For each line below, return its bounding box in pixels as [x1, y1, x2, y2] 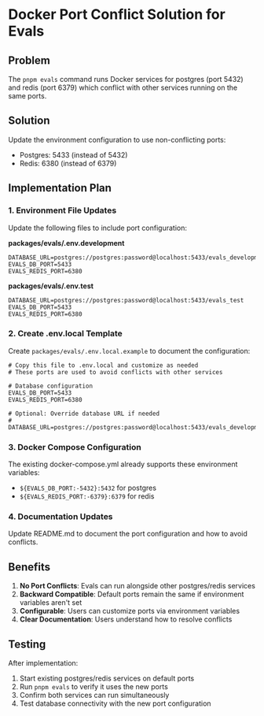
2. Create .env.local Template [8, 328, 123, 339]
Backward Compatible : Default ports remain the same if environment [19, 589, 244, 599]
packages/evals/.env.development [8, 238, 125, 247]
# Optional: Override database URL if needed [8, 410, 159, 417]
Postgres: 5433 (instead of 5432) [19, 150, 128, 159]
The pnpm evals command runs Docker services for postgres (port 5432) [8, 75, 244, 83]
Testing [8, 637, 46, 651]
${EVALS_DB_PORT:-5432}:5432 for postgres [19, 483, 157, 493]
